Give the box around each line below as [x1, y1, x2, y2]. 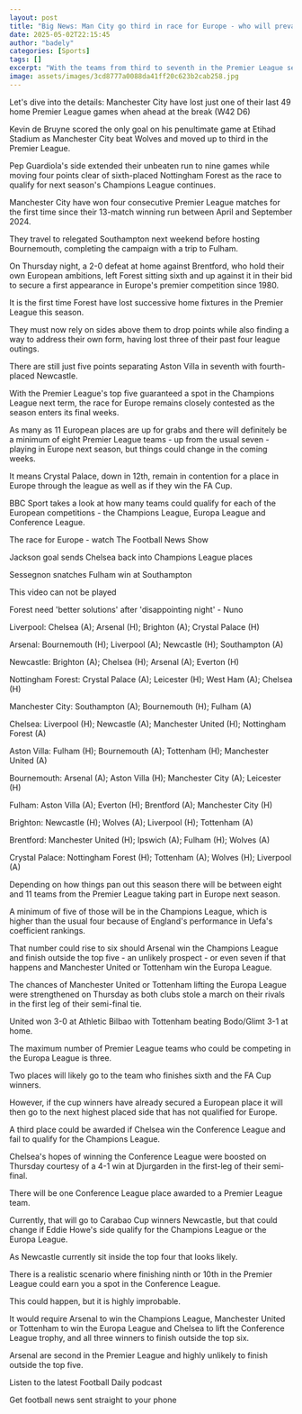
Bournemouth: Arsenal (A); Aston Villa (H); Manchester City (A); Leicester [9, 772, 281, 783]
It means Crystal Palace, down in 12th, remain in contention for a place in [9, 470, 279, 481]
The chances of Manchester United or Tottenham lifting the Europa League [9, 979, 288, 990]
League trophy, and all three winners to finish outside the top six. [9, 1332, 250, 1343]
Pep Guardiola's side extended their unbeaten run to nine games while [9, 160, 270, 171]
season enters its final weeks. [9, 406, 120, 417]
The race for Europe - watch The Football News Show [9, 534, 209, 545]
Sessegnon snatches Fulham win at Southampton [9, 569, 192, 579]
